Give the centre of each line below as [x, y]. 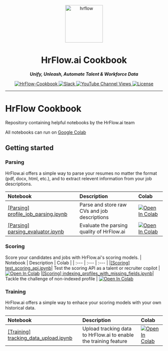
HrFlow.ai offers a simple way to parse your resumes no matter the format [81, 173]
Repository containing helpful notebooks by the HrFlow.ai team [70, 122]
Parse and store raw [103, 204]
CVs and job [94, 211]
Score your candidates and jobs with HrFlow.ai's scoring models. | [73, 257]
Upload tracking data [107, 329]
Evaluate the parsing [103, 225]
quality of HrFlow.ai [102, 231]
